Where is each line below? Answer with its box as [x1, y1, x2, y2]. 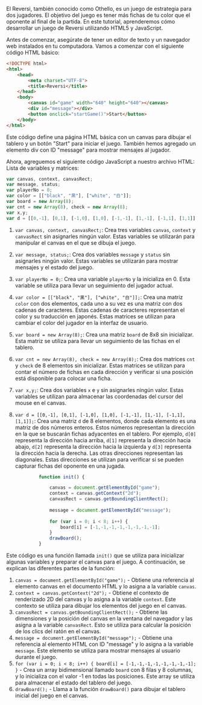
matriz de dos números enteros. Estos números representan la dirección [14, 423, 195, 431]
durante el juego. [14, 654, 57, 660]
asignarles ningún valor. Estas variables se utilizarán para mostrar [14, 257, 178, 265]
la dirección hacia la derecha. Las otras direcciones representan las [14, 449, 183, 457]
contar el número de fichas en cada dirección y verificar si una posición [14, 368, 194, 375]
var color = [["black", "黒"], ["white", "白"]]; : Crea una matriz [14, 293, 183, 301]
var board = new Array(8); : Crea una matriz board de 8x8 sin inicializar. [14, 330, 194, 338]
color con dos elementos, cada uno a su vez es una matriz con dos [14, 300, 183, 307]
